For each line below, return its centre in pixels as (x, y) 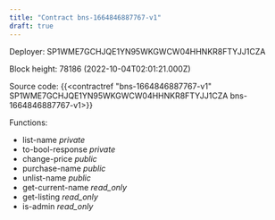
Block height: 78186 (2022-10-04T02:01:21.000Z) (100, 69)
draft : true (31, 26)
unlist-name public (57, 178)
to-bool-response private (69, 149)
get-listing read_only (60, 197)
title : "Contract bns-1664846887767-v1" (86, 17)
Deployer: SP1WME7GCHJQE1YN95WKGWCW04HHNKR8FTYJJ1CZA (137, 51)
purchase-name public (64, 168)
